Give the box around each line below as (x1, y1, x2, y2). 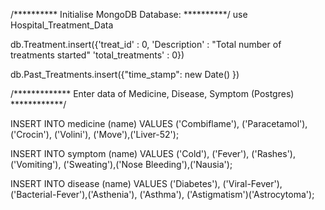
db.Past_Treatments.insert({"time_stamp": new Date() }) (10, 69, 240, 80)
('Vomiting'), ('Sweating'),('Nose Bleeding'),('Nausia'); (10, 159, 233, 170)
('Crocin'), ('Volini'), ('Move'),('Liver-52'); (10, 129, 180, 140)
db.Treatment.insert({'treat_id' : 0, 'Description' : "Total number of (10, 39, 282, 50)
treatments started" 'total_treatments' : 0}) (10, 49, 185, 61)
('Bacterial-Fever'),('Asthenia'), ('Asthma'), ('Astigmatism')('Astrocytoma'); (10, 189, 315, 200)
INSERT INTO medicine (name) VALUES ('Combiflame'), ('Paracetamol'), (10, 118, 308, 129)
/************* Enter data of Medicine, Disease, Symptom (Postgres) (10, 88, 295, 99)
